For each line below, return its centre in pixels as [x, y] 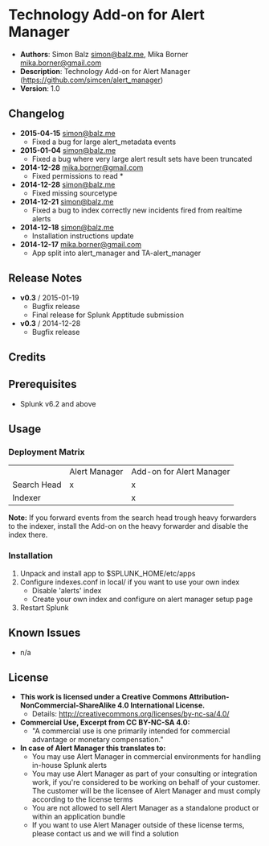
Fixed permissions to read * [77, 175]
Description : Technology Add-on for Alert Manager [105, 71]
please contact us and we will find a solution [105, 834]
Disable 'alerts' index [67, 590]
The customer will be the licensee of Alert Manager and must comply [146, 791]
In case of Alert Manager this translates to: [93, 748]
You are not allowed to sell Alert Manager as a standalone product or [145, 808]
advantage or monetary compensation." [98, 740]
